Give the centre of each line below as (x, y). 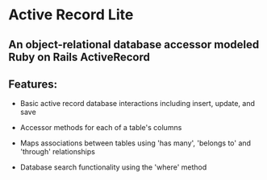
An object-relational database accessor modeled (134, 45)
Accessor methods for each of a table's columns (101, 128)
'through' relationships (57, 152)
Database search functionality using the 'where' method (113, 167)
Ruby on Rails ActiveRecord (79, 57)
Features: (33, 84)
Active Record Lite (71, 15)
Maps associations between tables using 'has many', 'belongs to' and (136, 143)
